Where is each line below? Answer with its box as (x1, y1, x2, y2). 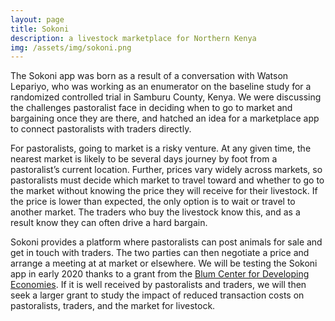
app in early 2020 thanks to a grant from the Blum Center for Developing (10, 268, 310, 280)
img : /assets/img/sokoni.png (10, 42, 132, 53)
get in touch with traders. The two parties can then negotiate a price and (10, 247, 310, 259)
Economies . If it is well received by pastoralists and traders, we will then (10, 279, 307, 291)
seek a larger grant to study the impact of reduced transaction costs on (10, 289, 305, 301)
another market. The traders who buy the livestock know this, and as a (10, 206, 301, 218)
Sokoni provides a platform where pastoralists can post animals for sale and (10, 236, 323, 248)
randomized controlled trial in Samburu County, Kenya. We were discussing (10, 91, 322, 103)
